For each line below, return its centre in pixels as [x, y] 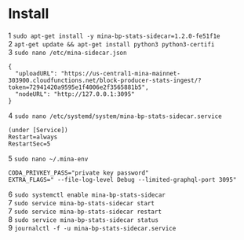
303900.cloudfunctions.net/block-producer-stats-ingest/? [105, 80]
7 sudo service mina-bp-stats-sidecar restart [85, 211]
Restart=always [33, 137]
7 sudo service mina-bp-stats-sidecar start [82, 202]
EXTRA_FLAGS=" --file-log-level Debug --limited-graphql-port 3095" [122, 179]
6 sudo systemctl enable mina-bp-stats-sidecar [87, 194]
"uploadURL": [36, 73]
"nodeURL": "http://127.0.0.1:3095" [75, 94]
